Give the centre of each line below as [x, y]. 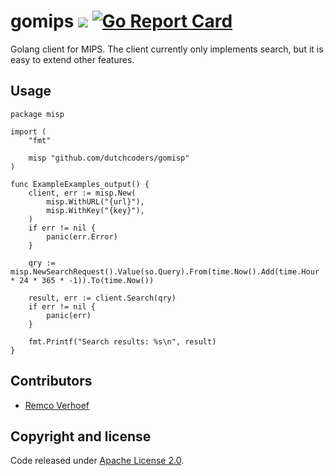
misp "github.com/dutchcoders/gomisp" [109, 158]
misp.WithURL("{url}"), [95, 201]
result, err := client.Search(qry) [102, 298]
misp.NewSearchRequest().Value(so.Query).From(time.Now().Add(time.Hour [165, 271]
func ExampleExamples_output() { [80, 184]
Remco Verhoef [57, 405]
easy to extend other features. [72, 59]
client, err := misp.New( [82, 193]
